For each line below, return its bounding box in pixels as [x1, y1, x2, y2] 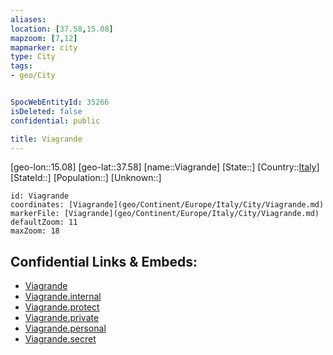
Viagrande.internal [24, 291, 102, 303]
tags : [10, 61, 33, 71]
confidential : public [10, 116, 101, 126]
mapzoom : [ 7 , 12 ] [10, 33, 78, 43]
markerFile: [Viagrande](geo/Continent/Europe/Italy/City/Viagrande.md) [10, 209, 320, 219]
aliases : [10, 14, 47, 25]
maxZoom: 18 [10, 226, 60, 236]
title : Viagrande [10, 134, 83, 144]
